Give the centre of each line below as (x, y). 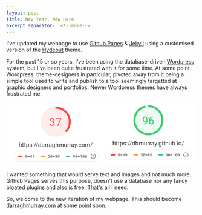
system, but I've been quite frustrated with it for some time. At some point (98, 68)
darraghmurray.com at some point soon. (57, 205)
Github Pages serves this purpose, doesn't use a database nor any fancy (97, 180)
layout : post (23, 13)
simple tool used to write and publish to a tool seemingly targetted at (92, 81)
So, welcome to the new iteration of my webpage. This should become (94, 199)
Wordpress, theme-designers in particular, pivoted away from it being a (95, 74)
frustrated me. (24, 94)
